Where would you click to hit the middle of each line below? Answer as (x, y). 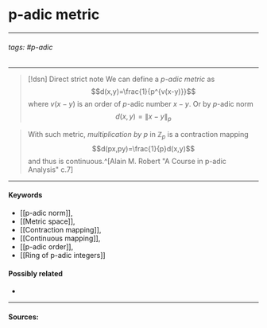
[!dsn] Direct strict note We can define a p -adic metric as (121, 79)
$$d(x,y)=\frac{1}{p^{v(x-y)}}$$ (143, 92)
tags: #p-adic (31, 47)
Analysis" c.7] (50, 170)
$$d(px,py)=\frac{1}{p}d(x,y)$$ (143, 148)
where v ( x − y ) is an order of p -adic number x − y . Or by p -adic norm (140, 104)
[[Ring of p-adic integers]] (62, 255)
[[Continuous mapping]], (60, 238)
